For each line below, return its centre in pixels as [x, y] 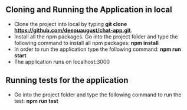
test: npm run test [36, 101]
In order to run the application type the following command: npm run [97, 49]
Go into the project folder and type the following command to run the [98, 95]
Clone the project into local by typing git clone [70, 24]
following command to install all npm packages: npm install [86, 43]
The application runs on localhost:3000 [62, 62]
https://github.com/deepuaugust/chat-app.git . [73, 30]
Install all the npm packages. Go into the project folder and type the [96, 36]
